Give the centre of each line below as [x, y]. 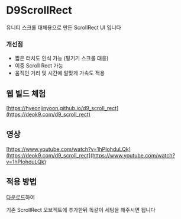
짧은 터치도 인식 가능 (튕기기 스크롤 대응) [62, 58]
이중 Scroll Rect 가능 [39, 66]
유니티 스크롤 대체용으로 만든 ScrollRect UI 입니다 [64, 27]
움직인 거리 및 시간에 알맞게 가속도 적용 [60, 73]
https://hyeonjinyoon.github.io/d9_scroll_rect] [63, 108]
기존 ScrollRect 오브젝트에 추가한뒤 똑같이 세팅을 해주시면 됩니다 [81, 210]
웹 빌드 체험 [26, 93]
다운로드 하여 [21, 197]
